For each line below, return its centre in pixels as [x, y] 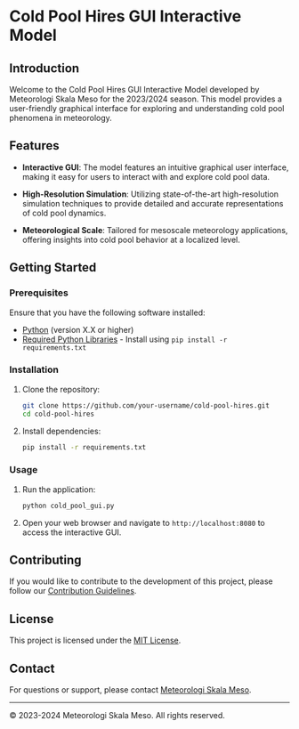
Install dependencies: [61, 431]
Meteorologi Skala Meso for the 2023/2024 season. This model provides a [146, 99]
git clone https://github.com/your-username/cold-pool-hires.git [145, 405]
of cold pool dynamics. [64, 213]
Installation [34, 369]
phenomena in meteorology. [61, 118]
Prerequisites [39, 293]
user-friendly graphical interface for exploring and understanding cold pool [147, 108]
